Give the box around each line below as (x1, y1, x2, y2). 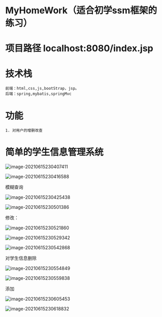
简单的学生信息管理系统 (5, 146, 104, 158)
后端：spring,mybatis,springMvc (5, 91, 72, 97)
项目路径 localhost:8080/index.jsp (5, 43, 154, 54)
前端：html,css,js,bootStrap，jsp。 (5, 86, 79, 91)
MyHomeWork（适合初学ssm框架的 (5, 5, 157, 16)
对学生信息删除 (5, 255, 37, 261)
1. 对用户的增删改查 (5, 128, 43, 133)
